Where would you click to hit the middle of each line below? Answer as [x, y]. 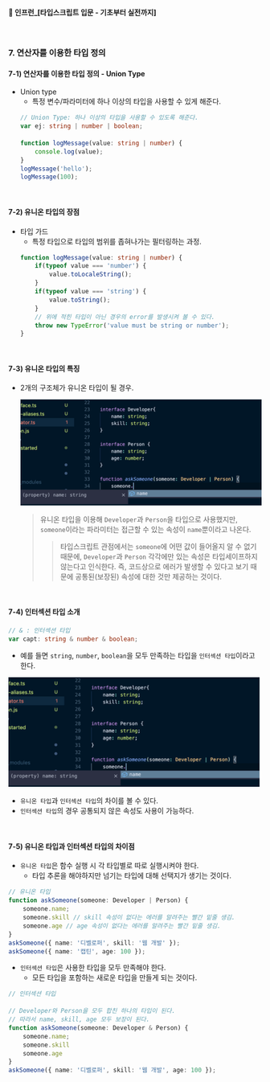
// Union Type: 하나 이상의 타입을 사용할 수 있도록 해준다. [109, 118]
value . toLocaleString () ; [91, 275]
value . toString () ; [80, 300]
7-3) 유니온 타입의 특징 [44, 368]
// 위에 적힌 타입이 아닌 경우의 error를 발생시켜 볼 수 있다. [125, 317]
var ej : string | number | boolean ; [81, 126]
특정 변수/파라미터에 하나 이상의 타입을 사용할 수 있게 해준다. [127, 101]
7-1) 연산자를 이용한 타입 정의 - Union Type [77, 73]
